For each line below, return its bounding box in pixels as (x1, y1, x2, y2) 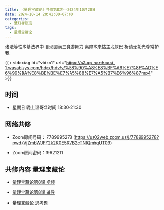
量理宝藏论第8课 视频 (12, 179, 55, 185)
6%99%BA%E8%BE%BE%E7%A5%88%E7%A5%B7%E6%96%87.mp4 (5, 70, 151, 76)
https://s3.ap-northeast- (66, 60, 115, 65)
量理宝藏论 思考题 (12, 200, 48, 206)
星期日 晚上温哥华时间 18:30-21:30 (12, 105, 82, 110)
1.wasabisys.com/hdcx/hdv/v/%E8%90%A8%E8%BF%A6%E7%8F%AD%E (5, 65, 158, 71)
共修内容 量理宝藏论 (5, 166, 65, 174)
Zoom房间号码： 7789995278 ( (12, 134, 75, 140)
